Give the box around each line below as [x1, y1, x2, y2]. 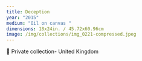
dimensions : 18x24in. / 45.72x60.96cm [6, 25, 104, 32]
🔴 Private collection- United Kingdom [6, 48, 98, 55]
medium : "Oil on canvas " [6, 20, 71, 26]
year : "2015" [6, 14, 39, 21]
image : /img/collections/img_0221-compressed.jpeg [6, 31, 137, 37]
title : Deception [6, 8, 50, 15]
